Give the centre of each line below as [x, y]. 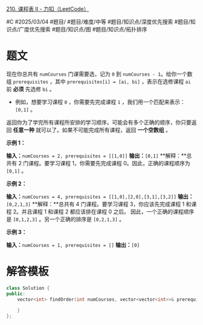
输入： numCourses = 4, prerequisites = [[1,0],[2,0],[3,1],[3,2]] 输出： [100, 196]
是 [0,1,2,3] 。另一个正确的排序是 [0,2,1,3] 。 [66, 219]
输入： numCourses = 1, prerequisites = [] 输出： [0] [73, 245]
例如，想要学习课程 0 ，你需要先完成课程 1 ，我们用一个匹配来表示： [100, 102]
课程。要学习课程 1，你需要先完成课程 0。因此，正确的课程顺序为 [109, 163]
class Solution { [28, 288]
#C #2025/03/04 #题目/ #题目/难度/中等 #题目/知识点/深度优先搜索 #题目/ [98, 22]
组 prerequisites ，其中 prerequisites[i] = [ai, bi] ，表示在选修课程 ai [99, 81]
